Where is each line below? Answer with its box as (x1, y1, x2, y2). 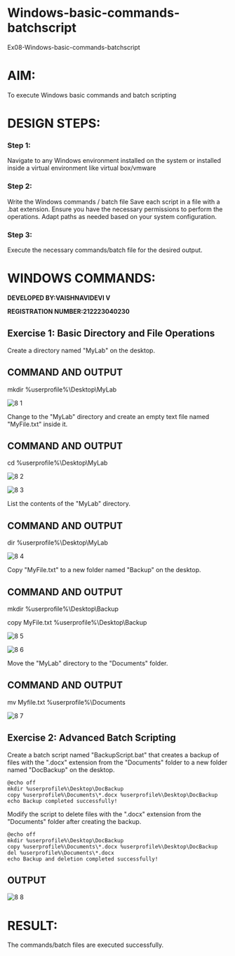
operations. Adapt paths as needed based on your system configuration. (7, 212, 217, 220)
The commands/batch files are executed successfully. (7, 941, 164, 949)
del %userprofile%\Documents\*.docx (7, 849, 114, 856)
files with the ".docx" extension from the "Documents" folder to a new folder (7, 758, 228, 766)
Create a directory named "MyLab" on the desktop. (7, 346, 156, 354)
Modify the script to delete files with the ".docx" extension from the (7, 809, 201, 818)
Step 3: (7, 230, 33, 239)
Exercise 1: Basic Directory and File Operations (7, 328, 215, 340)
